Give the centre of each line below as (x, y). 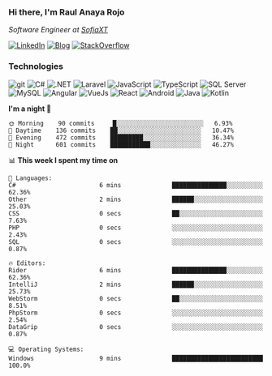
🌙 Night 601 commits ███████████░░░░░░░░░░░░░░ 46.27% (121, 144)
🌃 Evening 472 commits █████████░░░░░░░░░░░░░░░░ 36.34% (121, 137)
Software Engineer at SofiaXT (58, 30)
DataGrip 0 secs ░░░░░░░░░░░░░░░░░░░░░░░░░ (136, 327)
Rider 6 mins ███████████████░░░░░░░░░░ (136, 270)
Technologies (36, 66)
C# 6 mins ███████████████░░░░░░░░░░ (136, 185)
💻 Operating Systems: (46, 349)
